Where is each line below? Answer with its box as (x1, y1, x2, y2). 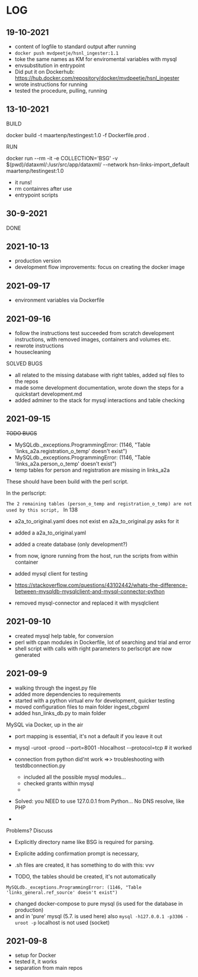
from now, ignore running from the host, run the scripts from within (14, 552, 178, 559)
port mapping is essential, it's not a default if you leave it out (14, 732, 162, 739)
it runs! (14, 179, 32, 186)
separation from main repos (14, 965, 83, 972)
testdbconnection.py (14, 761, 66, 769)
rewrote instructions (14, 342, 64, 349)
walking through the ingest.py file (14, 684, 97, 691)
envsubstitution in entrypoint (14, 62, 85, 69)
